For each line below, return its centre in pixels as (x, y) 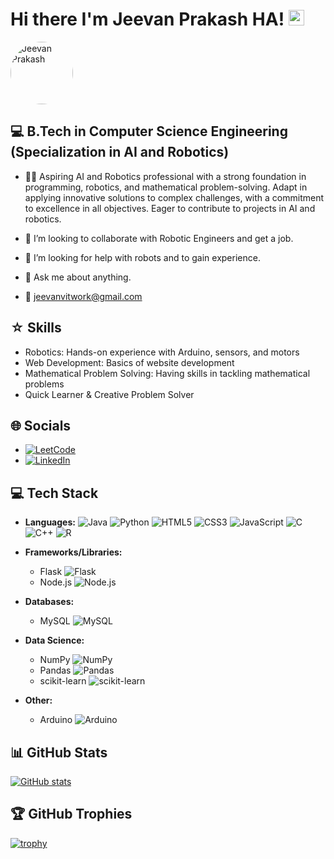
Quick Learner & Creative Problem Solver (109, 394)
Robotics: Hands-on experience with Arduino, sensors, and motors (162, 352)
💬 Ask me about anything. (78, 277)
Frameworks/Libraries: (73, 552)
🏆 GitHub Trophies (71, 814)
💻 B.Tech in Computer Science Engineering (149, 131)
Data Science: (54, 640)
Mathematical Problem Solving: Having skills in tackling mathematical (167, 373)
